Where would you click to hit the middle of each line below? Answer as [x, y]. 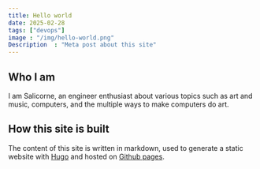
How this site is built [59, 129]
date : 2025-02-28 [37, 23]
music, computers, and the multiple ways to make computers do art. [119, 104]
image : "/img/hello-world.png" [61, 38]
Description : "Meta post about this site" [82, 45]
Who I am [32, 77]
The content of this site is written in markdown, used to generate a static [126, 148]
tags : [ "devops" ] [37, 30]
